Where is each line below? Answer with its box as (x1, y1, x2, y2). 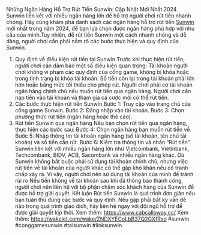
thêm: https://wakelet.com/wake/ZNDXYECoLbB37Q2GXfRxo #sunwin (14, 215, 190, 222)
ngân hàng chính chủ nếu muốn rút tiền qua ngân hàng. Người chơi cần (14, 88, 191, 94)
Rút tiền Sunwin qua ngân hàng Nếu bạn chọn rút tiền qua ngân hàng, (14, 120, 188, 126)
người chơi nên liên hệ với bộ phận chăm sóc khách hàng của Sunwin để (14, 183, 194, 191)
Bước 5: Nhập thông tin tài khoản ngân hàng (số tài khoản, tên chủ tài (14, 132, 187, 139)
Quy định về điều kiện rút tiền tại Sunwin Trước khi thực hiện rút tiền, (14, 56, 185, 63)
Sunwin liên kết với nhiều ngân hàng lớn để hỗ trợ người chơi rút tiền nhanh (6, 12, 191, 19)
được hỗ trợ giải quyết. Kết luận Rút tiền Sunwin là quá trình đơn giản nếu (14, 190, 196, 197)
